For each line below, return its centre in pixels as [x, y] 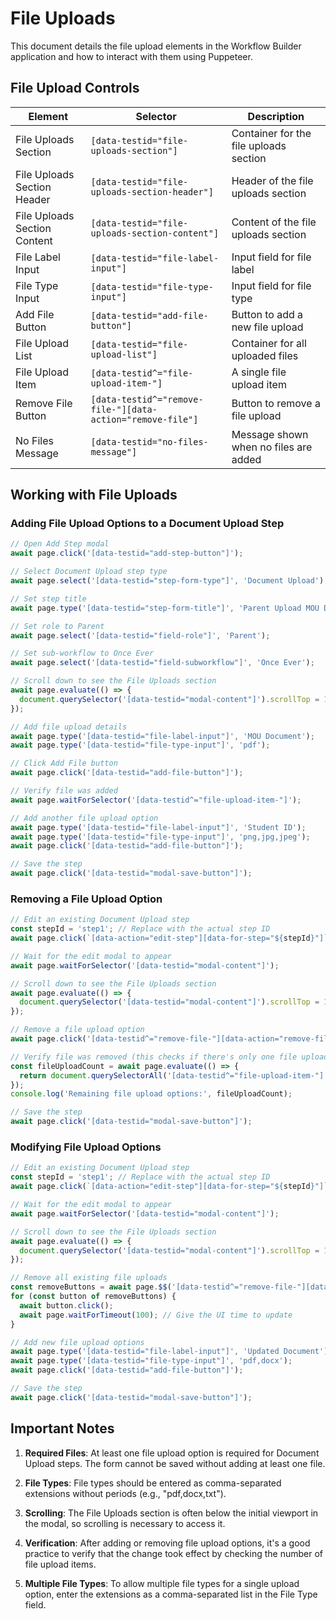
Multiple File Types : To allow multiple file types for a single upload [162, 1583]
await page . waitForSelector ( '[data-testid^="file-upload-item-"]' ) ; [156, 800]
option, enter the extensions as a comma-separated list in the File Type [171, 1594]
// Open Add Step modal [60, 544]
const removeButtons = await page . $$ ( [91, 1287]
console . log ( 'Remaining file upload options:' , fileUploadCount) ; [151, 1094]
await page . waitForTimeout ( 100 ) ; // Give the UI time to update [156, 1315]
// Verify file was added [64, 791]
